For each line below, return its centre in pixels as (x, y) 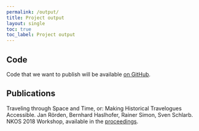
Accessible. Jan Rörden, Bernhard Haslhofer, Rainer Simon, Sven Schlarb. (100, 114)
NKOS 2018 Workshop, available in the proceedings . (72, 121)
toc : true (19, 29)
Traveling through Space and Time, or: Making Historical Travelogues (94, 108)
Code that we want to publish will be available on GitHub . (79, 74)
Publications (31, 93)
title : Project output (35, 18)
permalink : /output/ (33, 12)
